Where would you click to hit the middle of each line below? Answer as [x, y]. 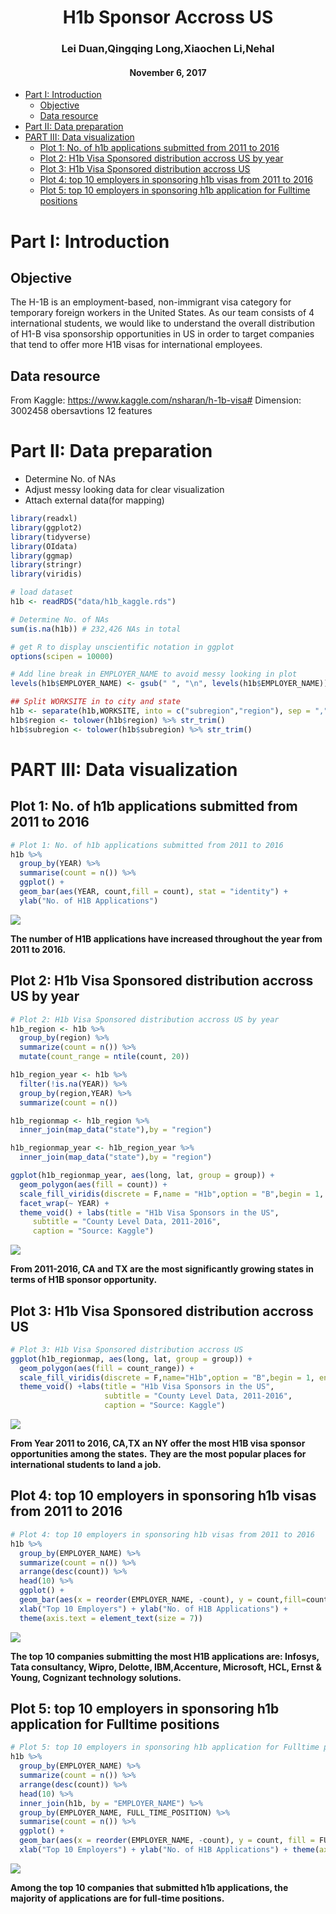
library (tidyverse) [51, 537]
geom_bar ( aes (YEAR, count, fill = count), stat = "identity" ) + [153, 892]
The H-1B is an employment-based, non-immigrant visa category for [151, 302]
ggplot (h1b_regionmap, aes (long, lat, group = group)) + [131, 1359]
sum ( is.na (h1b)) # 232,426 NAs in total [96, 629]
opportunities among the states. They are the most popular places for [158, 1454]
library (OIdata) [44, 546]
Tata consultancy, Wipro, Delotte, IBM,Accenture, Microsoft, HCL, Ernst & [166, 1667]
